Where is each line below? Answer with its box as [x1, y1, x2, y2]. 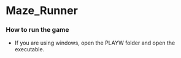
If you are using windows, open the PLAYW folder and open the [14, 39, 175, 46]
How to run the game [6, 26, 69, 34]
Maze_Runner [6, 4, 78, 18]
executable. [14, 46, 45, 53]
